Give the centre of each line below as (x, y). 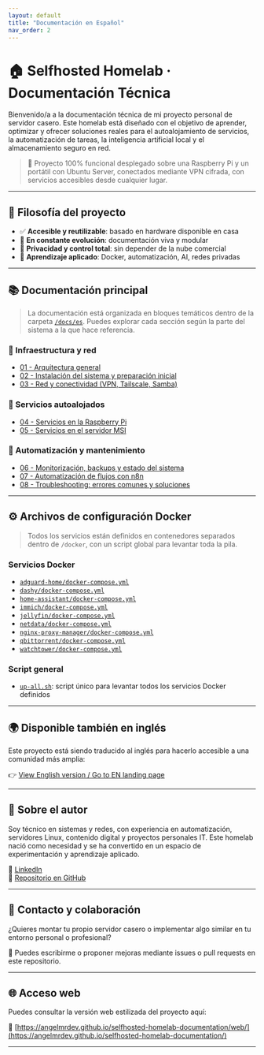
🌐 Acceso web (44, 993)
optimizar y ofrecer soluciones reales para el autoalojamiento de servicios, (129, 132)
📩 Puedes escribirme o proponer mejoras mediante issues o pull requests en (132, 952)
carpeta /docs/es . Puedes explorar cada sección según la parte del (136, 321)
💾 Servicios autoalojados (57, 404)
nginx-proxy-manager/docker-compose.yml (86, 632)
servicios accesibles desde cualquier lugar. (97, 180)
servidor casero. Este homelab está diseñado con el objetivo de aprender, (128, 123)
